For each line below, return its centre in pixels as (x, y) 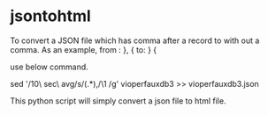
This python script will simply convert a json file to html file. (118, 101)
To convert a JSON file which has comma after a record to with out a (135, 40)
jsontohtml (50, 16)
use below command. (50, 67)
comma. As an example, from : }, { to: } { (84, 49)
